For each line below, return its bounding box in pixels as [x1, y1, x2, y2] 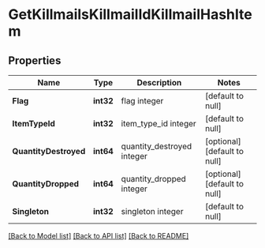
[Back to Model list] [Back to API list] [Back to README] [8, 231, 189, 240]
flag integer [121, 96, 164, 106]
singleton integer [121, 206, 184, 216]
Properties [8, 54, 62, 67]
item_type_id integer [121, 118, 197, 129]
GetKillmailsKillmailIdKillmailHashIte [8, 6, 252, 24]
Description [136, 77, 182, 88]
